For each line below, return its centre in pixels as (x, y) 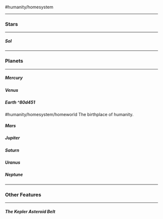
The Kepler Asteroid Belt (30, 211)
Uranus (13, 162)
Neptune (14, 175)
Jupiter (13, 138)
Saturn (12, 150)
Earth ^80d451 (20, 102)
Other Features (23, 195)
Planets (14, 61)
